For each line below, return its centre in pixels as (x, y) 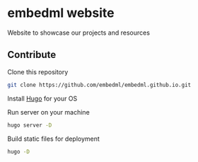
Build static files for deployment (54, 139)
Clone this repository (38, 71)
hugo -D (19, 151)
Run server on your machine (48, 112)
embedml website (61, 13)
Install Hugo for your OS (42, 98)
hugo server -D (30, 125)
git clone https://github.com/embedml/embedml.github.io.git (99, 85)
